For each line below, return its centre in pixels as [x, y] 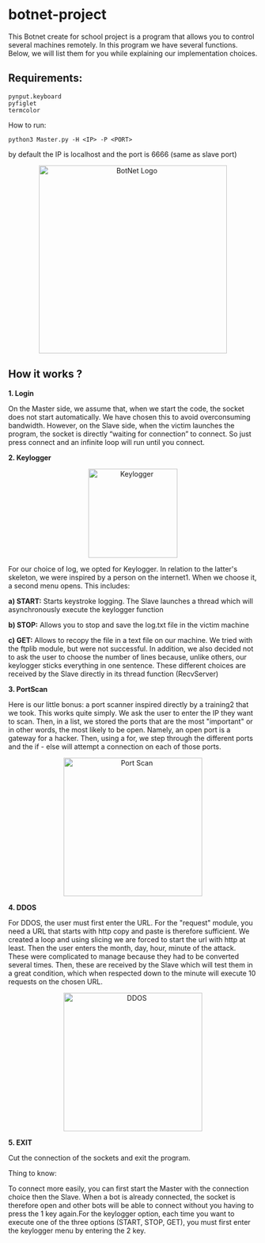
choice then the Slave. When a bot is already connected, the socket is [122, 1196]
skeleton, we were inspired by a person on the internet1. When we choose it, [132, 577]
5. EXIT [21, 1142]
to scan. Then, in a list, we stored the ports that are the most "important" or [131, 721]
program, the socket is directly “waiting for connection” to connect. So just [130, 434]
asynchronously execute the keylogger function [86, 609]
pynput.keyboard [35, 97]
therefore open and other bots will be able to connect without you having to [131, 1205]
